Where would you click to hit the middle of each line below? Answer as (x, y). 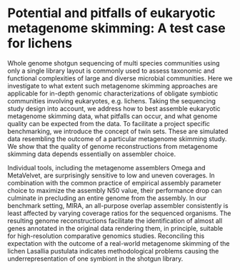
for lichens (40, 43)
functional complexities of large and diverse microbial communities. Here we (120, 78)
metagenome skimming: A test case (117, 28)
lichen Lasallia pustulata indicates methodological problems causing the (113, 251)
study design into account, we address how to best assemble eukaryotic (114, 108)
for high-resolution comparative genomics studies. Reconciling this (106, 236)
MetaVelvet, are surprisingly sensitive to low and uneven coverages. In (111, 175)
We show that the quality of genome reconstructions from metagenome (112, 146)
